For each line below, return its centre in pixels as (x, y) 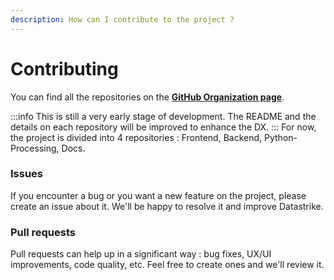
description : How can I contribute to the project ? (122, 19)
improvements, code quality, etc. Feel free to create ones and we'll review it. (167, 265)
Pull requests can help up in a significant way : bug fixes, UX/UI (141, 254)
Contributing (64, 68)
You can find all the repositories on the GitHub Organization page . (147, 97)
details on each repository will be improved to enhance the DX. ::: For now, (163, 127)
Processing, (35, 148)
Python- (281, 137)
